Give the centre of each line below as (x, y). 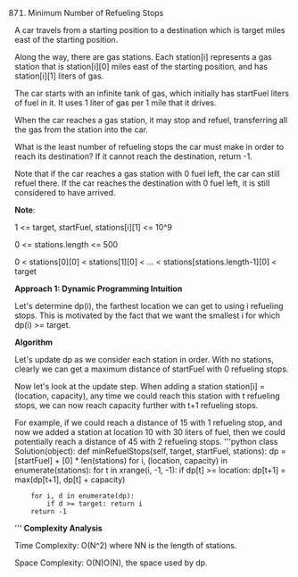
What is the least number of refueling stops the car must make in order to (149, 147)
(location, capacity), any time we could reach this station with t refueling (147, 396)
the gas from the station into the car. (81, 130)
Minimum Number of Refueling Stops (95, 13)
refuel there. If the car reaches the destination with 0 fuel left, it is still (142, 183)
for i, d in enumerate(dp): (83, 496)
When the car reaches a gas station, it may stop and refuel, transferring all (151, 120)
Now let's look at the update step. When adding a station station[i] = (140, 386)
